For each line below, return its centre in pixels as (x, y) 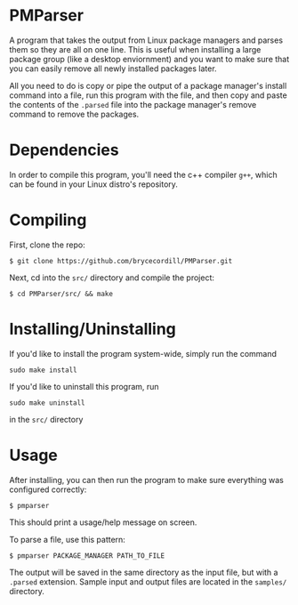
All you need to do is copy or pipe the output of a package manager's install (148, 85)
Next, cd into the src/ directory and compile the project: (112, 278)
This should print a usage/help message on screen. (103, 522)
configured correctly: (48, 489)
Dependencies (64, 150)
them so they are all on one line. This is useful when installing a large (135, 49)
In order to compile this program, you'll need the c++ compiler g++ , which (143, 174)
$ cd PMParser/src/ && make (61, 294)
